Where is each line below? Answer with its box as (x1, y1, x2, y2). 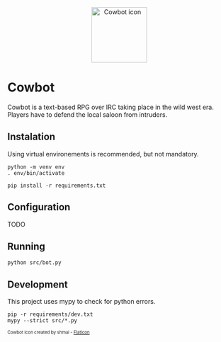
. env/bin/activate (7, 169, 65, 176)
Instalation (7, 131, 55, 143)
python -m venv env (7, 163, 65, 171)
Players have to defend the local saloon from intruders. (7, 110, 168, 119)
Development (7, 278, 69, 290)
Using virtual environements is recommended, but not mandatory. (7, 149, 200, 158)
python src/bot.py (7, 259, 62, 266)
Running (7, 240, 46, 252)
